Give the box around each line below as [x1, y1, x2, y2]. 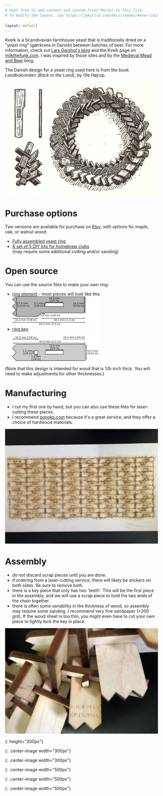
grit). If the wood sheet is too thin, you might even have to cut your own [12, 614, 155, 619]
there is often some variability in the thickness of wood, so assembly [12, 603, 149, 609]
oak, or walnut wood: [5, 229, 48, 235]
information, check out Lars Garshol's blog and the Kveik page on [5, 48, 136, 53]
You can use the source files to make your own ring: [5, 282, 109, 288]
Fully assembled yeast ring [12, 238, 66, 244]
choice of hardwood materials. [12, 420, 73, 425]
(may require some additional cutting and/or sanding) [12, 249, 119, 255]
